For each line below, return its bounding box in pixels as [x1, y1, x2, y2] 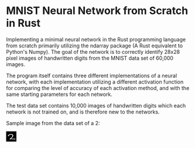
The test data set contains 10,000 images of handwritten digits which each [6, 102, 186, 109]
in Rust [6, 16, 41, 30]
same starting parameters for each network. [6, 91, 112, 98]
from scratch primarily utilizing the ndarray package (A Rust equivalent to [6, 42, 183, 49]
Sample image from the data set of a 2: [6, 119, 100, 126]
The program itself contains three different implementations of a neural [6, 72, 177, 79]
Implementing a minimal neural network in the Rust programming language [6, 36, 186, 43]
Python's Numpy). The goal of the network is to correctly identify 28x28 [6, 48, 180, 55]
